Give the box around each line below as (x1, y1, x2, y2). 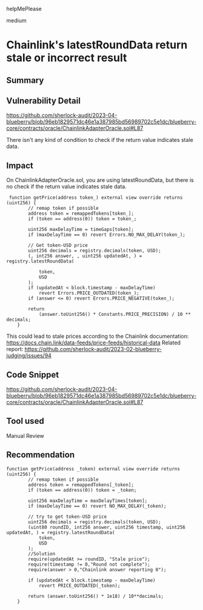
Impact (6, 160, 33, 170)
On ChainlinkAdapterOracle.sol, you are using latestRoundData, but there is (6, 176, 194, 184)
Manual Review (6, 432, 44, 439)
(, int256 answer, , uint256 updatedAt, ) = (28, 253, 142, 260)
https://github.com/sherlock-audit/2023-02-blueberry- (24, 346, 162, 353)
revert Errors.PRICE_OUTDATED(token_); (38, 290, 139, 297)
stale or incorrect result (6, 51, 127, 65)
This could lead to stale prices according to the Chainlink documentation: (6, 333, 189, 340)
